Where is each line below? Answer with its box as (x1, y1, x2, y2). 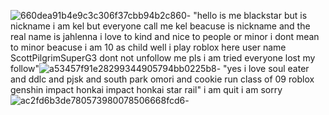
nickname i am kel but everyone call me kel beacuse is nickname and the (10, 20, 311, 32)
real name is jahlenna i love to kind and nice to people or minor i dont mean (10, 31, 320, 42)
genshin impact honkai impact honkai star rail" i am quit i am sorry (10, 84, 283, 95)
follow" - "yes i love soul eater (10, 63, 310, 74)
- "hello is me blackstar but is (186, 10, 308, 21)
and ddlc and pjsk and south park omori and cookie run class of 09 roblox (10, 73, 315, 85)
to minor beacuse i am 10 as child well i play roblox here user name (10, 41, 287, 53)
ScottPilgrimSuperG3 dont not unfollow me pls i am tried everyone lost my (10, 52, 316, 64)
